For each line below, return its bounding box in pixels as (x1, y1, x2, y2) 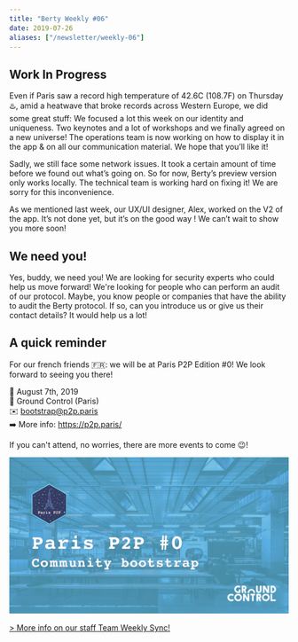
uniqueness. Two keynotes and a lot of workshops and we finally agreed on (9, 122, 286, 133)
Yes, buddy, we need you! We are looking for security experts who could (9, 272, 275, 283)
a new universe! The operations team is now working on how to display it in (9, 132, 285, 143)
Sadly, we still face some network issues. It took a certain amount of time (9, 159, 277, 169)
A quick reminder (9, 335, 106, 350)
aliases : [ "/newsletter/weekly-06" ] (9, 33, 145, 42)
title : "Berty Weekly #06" (9, 14, 109, 23)
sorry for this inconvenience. (9, 187, 114, 198)
